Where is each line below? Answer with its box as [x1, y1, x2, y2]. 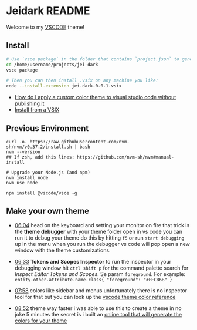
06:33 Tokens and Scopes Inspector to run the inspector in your [14, 258, 172, 265]
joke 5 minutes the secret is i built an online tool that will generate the [14, 311, 182, 318]
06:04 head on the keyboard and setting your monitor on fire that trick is [14, 221, 190, 228]
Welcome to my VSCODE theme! [6, 23, 85, 31]
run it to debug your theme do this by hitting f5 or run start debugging [14, 234, 185, 241]
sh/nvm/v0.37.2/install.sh [6, 144, 72, 150]
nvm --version [6, 149, 41, 155]
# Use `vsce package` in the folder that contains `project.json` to [6, 56, 180, 62]
